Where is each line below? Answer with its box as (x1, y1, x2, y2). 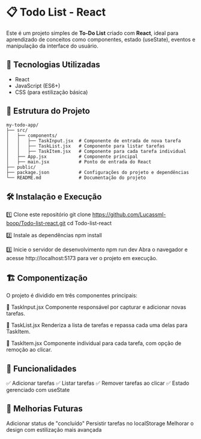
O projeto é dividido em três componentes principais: (6, 292, 138, 299)
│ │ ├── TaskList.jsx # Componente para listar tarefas (6, 143, 165, 149)
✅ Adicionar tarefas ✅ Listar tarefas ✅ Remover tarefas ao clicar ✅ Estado (6, 379, 190, 387)
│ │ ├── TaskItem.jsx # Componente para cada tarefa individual (6, 148, 187, 154)
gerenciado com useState (6, 387, 70, 393)
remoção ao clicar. (6, 346, 52, 353)
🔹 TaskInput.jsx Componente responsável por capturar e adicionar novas (6, 304, 187, 311)
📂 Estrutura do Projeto (6, 106, 90, 116)
